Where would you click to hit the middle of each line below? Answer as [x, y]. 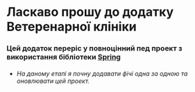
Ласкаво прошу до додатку [90, 12]
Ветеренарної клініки [71, 27]
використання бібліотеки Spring [63, 57]
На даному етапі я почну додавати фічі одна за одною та [102, 73]
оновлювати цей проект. [53, 81]
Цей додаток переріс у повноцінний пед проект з [94, 48]
